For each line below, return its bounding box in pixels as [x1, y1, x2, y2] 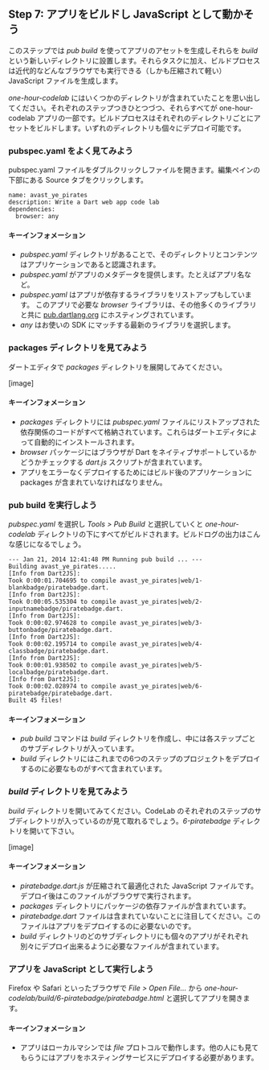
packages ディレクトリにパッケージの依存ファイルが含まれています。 [19, 901, 251, 911]
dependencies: [8, 205, 56, 213]
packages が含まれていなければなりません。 [19, 477, 167, 487]
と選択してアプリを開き [165, 994, 243, 1003]
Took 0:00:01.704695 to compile [8, 576, 116, 585]
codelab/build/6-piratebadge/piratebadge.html [8, 994, 165, 1003]
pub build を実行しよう [8, 499, 98, 510]
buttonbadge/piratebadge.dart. [8, 626, 113, 634]
